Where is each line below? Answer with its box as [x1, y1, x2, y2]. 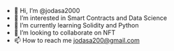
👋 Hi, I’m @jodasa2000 [13, 7, 80, 14]
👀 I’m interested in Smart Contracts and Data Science [13, 14, 168, 22]
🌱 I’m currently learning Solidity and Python [13, 21, 139, 29]
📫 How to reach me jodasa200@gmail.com [13, 37, 140, 44]
